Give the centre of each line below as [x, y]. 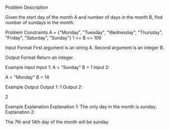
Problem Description [27, 7]
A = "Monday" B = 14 [27, 77]
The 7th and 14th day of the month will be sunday [57, 122]
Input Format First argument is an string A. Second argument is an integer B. [85, 47]
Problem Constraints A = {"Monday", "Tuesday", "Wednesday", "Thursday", [84, 32]
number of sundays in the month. [40, 23]
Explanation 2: [20, 112]
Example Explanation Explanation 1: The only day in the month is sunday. [81, 107]
